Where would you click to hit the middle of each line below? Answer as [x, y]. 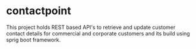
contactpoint [39, 11]
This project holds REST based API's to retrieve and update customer [91, 27]
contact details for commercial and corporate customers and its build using [98, 33]
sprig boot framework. [34, 40]
